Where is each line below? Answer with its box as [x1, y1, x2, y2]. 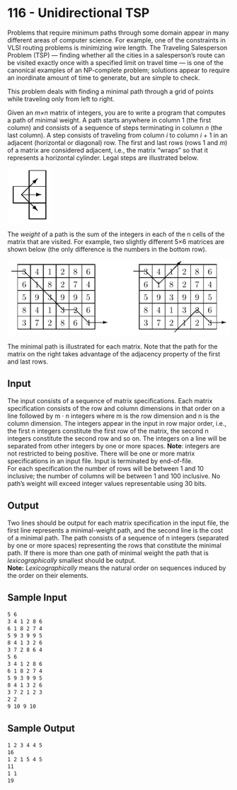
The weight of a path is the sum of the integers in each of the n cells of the [7, 230, 225, 238]
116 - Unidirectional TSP [7, 5, 150, 21]
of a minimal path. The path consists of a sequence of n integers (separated [7, 533, 229, 542]
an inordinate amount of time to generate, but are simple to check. [7, 73, 200, 82]
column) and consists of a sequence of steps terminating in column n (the [7, 123, 223, 132]
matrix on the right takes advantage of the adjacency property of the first [7, 349, 221, 358]
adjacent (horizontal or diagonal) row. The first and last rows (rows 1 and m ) [7, 138, 228, 146]
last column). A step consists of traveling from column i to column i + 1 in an [7, 131, 228, 139]
